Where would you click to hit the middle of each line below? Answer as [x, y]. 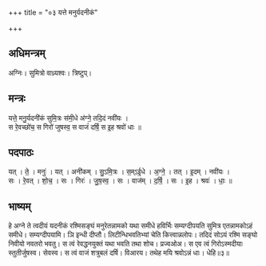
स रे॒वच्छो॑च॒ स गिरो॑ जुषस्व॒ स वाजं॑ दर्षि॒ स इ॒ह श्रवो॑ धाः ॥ [75, 127]
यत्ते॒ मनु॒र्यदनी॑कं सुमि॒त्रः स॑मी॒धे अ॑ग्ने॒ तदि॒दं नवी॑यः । [69, 118]
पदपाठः [21, 153]
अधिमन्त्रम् [27, 53]
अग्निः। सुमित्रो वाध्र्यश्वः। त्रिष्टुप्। [50, 73]
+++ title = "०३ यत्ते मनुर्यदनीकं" [53, 12]
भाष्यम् [20, 206]
